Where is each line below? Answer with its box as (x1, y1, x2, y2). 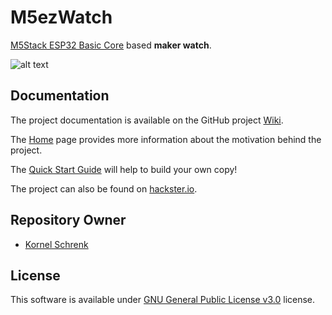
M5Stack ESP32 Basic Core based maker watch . (10, 39, 212, 51)
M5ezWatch (10, 6, 113, 29)
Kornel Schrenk (24, 238, 89, 250)
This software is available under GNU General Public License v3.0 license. (10, 294, 316, 306)
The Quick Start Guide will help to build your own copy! (10, 163, 238, 175)
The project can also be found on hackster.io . (10, 182, 198, 195)
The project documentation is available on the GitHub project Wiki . (10, 114, 284, 126)
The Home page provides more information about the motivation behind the (10, 133, 322, 145)
